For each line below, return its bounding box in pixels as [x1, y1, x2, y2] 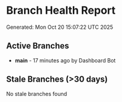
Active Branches [6, 41, 69, 51]
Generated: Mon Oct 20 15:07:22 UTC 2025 [6, 23, 114, 31]
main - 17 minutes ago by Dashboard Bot [14, 56, 116, 64]
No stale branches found [6, 90, 68, 97]
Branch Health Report [6, 4, 116, 17]
